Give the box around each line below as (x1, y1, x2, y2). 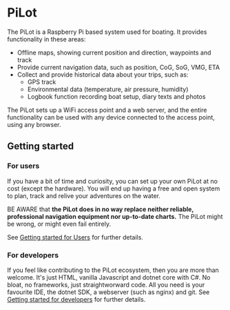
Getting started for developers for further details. (7, 295, 146, 303)
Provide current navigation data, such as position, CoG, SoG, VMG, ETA (17, 63, 220, 71)
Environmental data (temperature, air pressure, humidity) (27, 85, 189, 93)
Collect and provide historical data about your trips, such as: (17, 70, 189, 79)
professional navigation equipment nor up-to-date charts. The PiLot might (7, 212, 223, 220)
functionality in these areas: (7, 35, 86, 43)
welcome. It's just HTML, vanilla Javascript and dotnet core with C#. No (7, 273, 211, 281)
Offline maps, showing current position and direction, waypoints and (17, 48, 211, 57)
